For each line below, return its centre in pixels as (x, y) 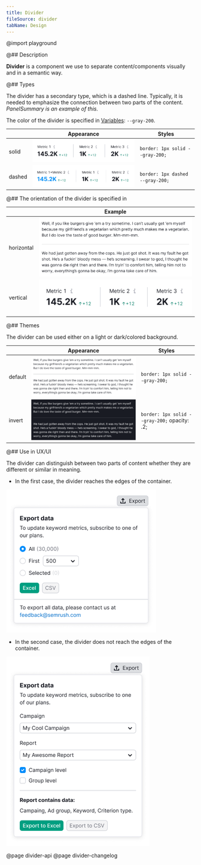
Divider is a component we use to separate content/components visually (96, 67)
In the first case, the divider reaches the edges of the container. (93, 481)
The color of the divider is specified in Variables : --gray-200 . (81, 121)
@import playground (31, 43)
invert (16, 420)
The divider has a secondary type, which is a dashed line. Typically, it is (95, 96)
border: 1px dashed (164, 174)
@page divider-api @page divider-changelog (62, 855)
